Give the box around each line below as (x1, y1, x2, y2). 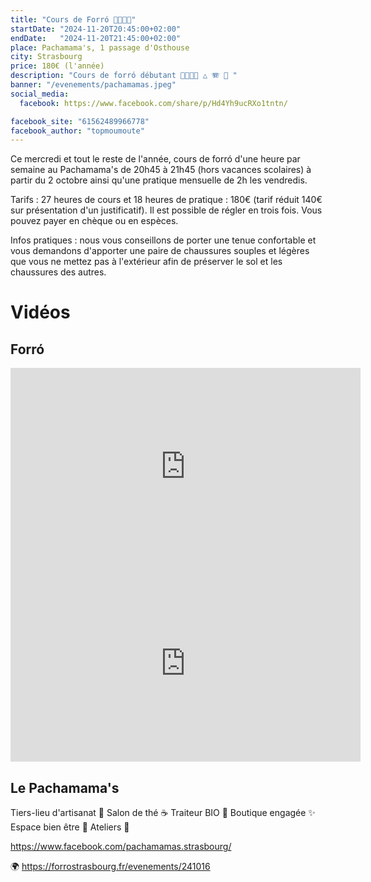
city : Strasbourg (10, 52, 83, 62)
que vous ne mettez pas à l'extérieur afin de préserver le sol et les (10, 256, 283, 268)
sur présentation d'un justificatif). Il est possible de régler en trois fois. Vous (10, 204, 323, 216)
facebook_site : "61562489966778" (10, 116, 150, 126)
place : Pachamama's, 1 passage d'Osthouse (10, 42, 190, 53)
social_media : (10, 89, 70, 99)
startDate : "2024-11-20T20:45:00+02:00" (10, 24, 182, 34)
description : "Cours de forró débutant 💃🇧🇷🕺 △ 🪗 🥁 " (10, 71, 238, 81)
